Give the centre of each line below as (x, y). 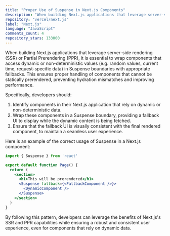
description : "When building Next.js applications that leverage (75, 15)
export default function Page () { (42, 165)
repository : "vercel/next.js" (37, 19)
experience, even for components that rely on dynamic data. (68, 228)
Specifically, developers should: (38, 95)
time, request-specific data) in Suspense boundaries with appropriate (78, 68)
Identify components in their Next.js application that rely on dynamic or (87, 104)
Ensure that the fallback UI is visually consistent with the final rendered (87, 126)
